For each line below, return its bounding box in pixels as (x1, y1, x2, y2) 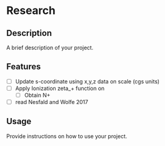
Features (6, 61, 41, 72)
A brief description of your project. (6, 44, 94, 51)
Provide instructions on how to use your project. (6, 132, 127, 140)
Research (6, 4, 56, 18)
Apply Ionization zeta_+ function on (15, 85, 105, 92)
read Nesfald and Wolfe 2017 (15, 99, 89, 105)
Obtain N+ (24, 91, 51, 99)
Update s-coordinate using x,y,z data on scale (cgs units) (15, 77, 160, 85)
